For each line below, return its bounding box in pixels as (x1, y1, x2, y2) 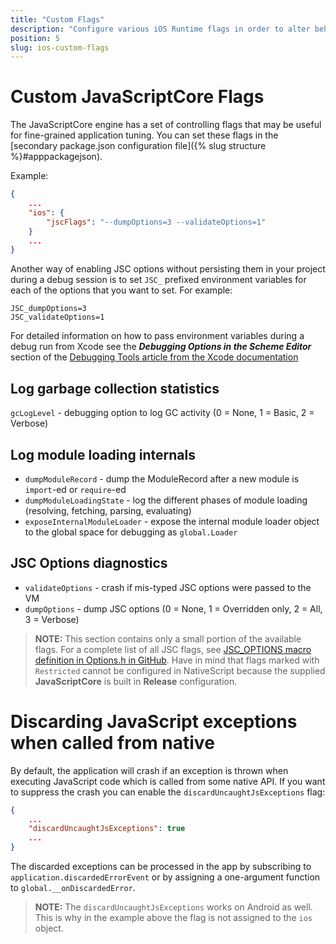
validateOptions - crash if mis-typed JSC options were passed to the (24, 581, 312, 593)
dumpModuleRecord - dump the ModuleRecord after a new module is (24, 472, 300, 485)
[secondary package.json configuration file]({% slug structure (10, 140, 267, 152)
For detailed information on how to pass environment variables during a (10, 330, 305, 342)
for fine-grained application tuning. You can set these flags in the (10, 129, 279, 141)
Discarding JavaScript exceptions (10, 710, 298, 733)
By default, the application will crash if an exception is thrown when (10, 764, 289, 776)
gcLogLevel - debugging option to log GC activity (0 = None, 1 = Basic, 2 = (10, 407, 315, 419)
